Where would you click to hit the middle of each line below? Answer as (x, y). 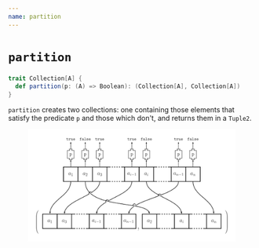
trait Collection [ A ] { (45, 78)
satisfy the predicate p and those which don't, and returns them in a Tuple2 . (130, 119)
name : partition (35, 16)
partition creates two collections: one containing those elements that (122, 110)
